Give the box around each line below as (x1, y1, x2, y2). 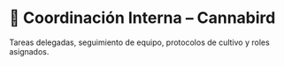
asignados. (9, 46, 50, 56)
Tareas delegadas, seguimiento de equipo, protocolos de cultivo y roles (9, 37, 270, 48)
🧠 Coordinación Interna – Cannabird (9, 8, 276, 28)
